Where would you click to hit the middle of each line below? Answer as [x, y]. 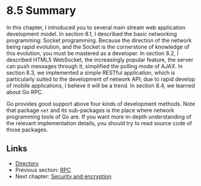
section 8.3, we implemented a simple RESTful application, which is [91, 72]
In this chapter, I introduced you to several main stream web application [96, 27]
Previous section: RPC [43, 170]
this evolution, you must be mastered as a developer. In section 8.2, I [92, 53]
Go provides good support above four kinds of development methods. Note [101, 103]
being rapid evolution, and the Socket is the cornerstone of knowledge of [98, 47]
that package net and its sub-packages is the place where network [90, 110]
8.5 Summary [41, 11]
